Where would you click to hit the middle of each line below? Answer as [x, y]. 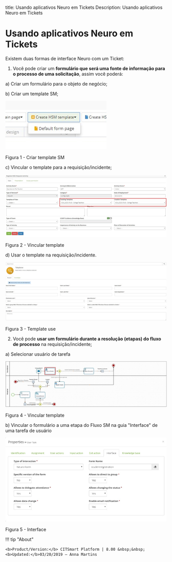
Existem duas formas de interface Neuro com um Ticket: [65, 58]
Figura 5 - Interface [26, 530]
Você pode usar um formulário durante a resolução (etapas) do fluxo [87, 339]
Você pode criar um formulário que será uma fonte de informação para [89, 68]
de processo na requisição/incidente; [52, 344]
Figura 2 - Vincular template [35, 245]
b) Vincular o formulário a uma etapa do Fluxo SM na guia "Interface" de [81, 425]
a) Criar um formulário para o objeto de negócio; [56, 83]
